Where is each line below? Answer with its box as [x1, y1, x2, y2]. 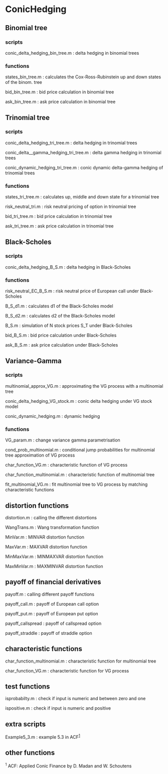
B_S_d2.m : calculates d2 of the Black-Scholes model [5, 313, 115, 319]
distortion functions [5, 501, 69, 510]
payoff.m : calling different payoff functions [5, 591, 94, 597]
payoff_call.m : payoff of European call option [5, 601, 99, 607]
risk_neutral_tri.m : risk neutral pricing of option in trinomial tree [5, 203, 136, 209]
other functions [5, 748, 55, 757]
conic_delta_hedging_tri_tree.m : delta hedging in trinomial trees [5, 140, 137, 146]
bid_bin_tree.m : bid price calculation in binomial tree [5, 89, 114, 95]
